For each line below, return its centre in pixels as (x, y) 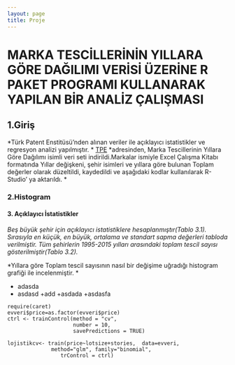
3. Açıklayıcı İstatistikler (43, 214)
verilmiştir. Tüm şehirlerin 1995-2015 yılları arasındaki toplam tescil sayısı (113, 244)
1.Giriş (21, 126)
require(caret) (29, 306)
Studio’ (17, 179)
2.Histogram (29, 197)
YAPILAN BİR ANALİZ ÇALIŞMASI (106, 99)
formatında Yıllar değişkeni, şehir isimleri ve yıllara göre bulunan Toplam (111, 164)
